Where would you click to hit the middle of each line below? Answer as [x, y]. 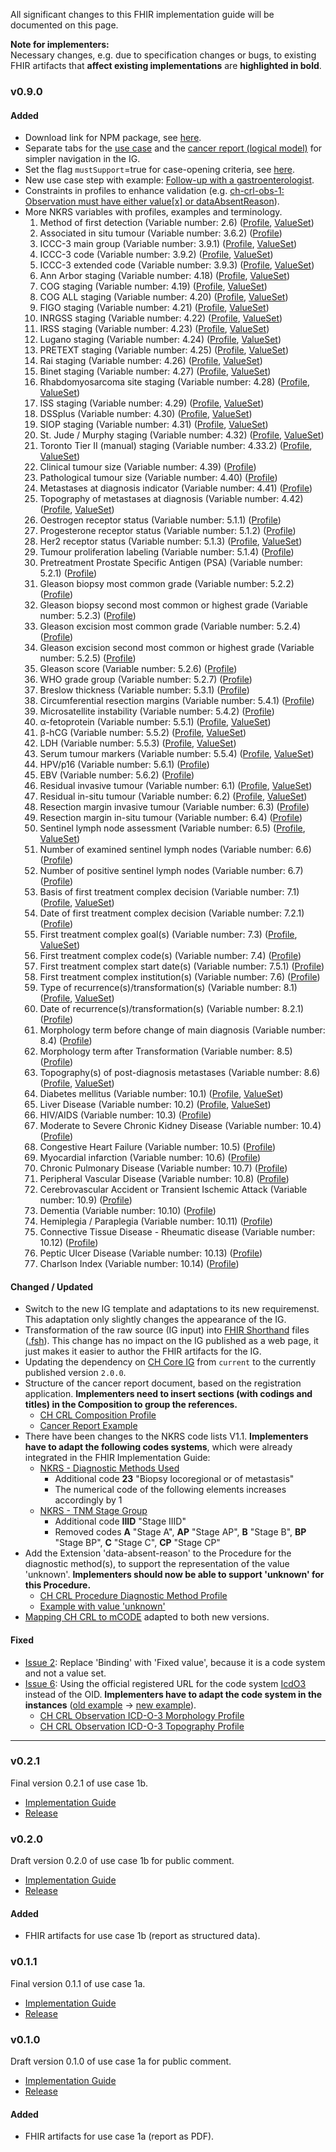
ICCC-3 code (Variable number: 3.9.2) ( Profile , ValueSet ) [156, 255]
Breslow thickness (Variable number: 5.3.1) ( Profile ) [144, 690]
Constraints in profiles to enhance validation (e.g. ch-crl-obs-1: [154, 191]
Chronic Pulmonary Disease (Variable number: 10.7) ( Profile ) [163, 1168]
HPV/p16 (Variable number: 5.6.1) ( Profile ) [124, 765]
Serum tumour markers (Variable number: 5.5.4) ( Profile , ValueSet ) [177, 754]
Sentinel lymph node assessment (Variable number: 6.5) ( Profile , [172, 828]
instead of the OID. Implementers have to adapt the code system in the [173, 1694]
